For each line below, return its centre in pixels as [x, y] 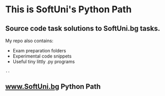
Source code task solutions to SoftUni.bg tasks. [83, 28]
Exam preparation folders [39, 51]
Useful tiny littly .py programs [44, 62]
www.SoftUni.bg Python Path [53, 87]
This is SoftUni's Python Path [68, 9]
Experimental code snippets [42, 56]
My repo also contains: [29, 41]
